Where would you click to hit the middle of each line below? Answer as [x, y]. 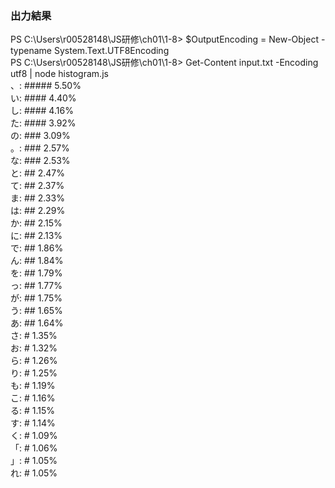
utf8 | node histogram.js [59, 74]
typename [31, 51]
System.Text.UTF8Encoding [111, 51]
